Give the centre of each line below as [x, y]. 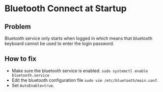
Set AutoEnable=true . [33, 85]
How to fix [20, 59]
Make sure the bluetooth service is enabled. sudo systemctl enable [80, 70]
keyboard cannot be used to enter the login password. [59, 44]
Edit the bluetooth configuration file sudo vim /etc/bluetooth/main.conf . [85, 80]
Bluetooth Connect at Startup [66, 9]
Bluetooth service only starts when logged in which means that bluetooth [79, 38]
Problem [18, 27]
